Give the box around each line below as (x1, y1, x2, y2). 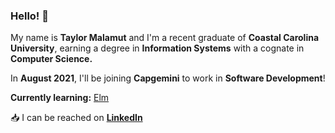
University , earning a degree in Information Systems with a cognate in (10, 42, 305, 54)
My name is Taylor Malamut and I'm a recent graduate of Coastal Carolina (10, 32, 320, 44)
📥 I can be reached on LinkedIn (10, 112, 143, 124)
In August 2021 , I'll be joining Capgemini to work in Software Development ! (10, 72, 326, 84)
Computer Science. (10, 53, 93, 65)
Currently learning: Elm (10, 92, 110, 104)
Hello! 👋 (10, 9, 50, 23)
